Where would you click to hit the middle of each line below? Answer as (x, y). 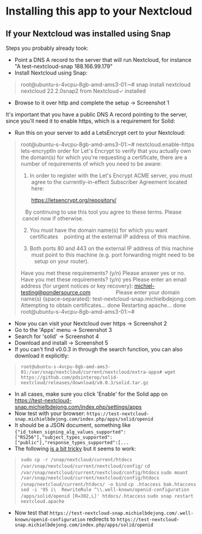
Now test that (31, 513)
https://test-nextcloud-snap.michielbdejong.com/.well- (122, 513)
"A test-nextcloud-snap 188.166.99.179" (63, 66)
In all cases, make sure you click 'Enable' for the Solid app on (91, 394)
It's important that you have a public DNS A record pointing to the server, (97, 114)
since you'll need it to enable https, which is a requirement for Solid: (90, 121)
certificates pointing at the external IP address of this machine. (110, 237)
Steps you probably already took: (47, 48)
